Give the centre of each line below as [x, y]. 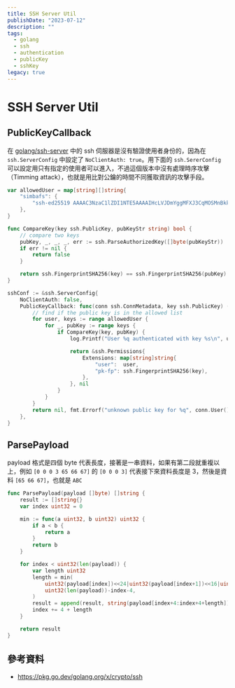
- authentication [39, 53]
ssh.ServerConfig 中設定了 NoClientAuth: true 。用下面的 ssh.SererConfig [114, 159]
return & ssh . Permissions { [107, 351]
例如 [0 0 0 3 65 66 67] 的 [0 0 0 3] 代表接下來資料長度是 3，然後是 [120, 472]
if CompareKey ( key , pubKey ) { [101, 332]
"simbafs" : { [39, 197]
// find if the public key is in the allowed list [108, 312]
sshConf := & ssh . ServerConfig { [53, 293]
